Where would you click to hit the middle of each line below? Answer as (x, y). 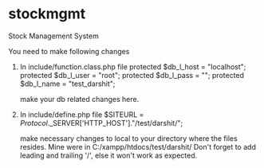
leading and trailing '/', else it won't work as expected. (108, 155)
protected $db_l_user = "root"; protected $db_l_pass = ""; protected (132, 75)
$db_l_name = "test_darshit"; (67, 84)
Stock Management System (54, 36)
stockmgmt (47, 14)
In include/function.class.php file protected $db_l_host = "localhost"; (133, 66)
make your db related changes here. (79, 99)
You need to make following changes (69, 51)
